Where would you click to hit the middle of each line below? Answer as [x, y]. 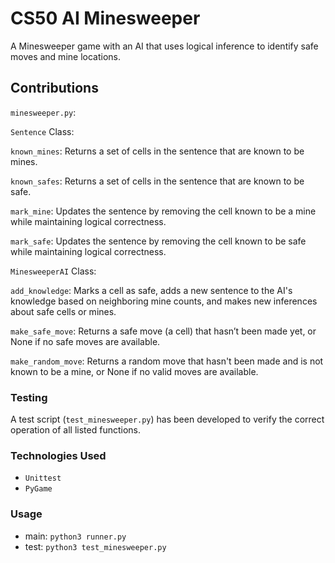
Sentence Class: [42, 131]
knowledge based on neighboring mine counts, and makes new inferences [164, 301]
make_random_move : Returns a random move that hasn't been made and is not [167, 361]
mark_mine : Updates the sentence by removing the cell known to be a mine [163, 211]
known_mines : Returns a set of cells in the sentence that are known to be [157, 151]
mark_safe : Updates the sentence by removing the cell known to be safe [158, 241]
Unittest [43, 478]
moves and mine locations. [65, 56]
